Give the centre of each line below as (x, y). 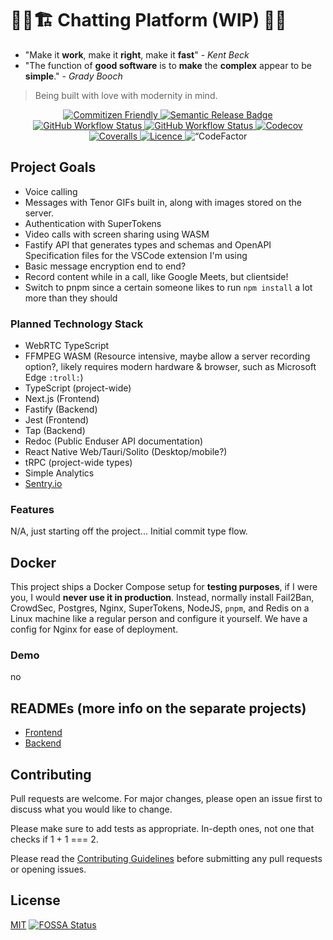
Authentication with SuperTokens (93, 223)
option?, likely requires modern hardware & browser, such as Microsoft (170, 367)
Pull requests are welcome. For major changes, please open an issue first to (166, 799)
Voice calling (51, 191)
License (35, 900)
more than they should (71, 298)
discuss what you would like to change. (91, 809)
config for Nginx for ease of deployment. (94, 629)
